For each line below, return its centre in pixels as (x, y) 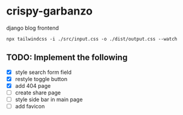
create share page (38, 93)
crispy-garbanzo (49, 11)
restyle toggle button (41, 79)
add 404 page (33, 85)
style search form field (43, 72)
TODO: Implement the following (67, 58)
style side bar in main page (49, 99)
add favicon (30, 107)
